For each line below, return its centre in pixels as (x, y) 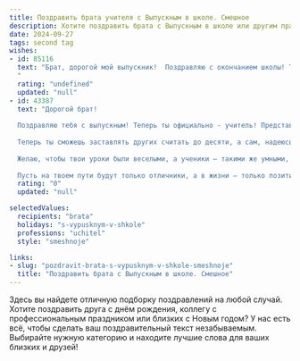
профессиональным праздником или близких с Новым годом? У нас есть (150, 319)
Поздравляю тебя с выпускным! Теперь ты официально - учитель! (137, 126)
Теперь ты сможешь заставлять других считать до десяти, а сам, (139, 142)
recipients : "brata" (55, 216)
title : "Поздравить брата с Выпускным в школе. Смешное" (125, 274)
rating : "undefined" (55, 84)
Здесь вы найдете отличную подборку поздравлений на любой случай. (146, 299)
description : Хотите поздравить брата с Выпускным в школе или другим (143, 26)
